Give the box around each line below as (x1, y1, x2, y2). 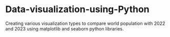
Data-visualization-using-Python (5, 4, 150, 15)
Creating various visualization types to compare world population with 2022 (5, 20, 165, 26)
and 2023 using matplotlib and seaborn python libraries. (5, 25, 124, 31)
